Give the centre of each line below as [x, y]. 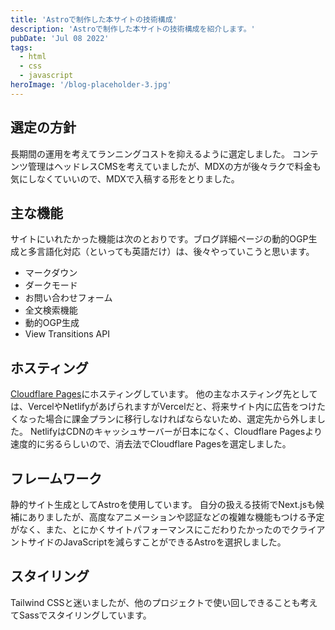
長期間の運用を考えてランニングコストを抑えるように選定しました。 [150, 153]
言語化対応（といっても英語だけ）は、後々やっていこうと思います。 [175, 252]
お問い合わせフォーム [68, 298]
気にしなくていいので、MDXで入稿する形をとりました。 [125, 178]
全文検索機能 [51, 310]
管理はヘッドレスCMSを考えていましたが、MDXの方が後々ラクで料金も [174, 166]
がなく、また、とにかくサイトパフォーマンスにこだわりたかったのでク [155, 529]
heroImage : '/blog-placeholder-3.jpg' [91, 85]
